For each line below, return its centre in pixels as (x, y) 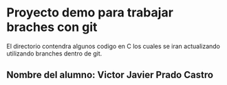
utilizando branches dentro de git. (54, 53)
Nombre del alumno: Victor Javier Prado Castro (110, 75)
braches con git (52, 27)
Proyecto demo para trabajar (90, 13)
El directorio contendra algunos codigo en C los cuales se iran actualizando (113, 46)
